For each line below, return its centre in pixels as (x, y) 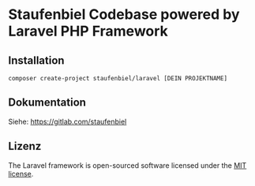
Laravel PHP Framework (88, 31)
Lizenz (25, 146)
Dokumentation (47, 103)
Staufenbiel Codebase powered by (124, 15)
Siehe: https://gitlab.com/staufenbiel (67, 121)
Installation (36, 60)
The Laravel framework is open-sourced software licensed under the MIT (127, 165)
